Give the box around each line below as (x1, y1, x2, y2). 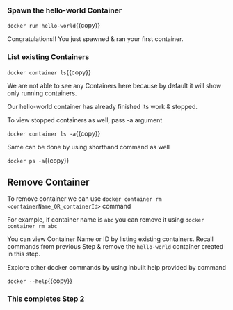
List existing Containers (7, 52, 90, 62)
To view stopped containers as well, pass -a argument (7, 115, 163, 124)
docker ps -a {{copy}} (7, 156, 70, 165)
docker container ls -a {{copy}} (7, 129, 101, 138)
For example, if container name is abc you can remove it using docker (7, 215, 204, 224)
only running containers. (7, 89, 77, 97)
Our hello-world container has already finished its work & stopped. (7, 102, 198, 111)
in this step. (7, 250, 40, 259)
